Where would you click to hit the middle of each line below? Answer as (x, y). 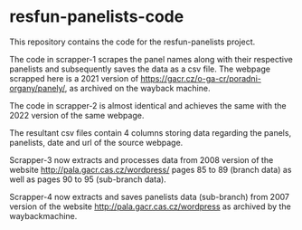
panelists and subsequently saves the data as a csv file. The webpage (140, 69)
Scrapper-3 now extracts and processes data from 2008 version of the (142, 159)
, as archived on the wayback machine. (137, 88)
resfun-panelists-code (97, 17)
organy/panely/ (38, 88)
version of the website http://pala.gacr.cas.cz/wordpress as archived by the (150, 206)
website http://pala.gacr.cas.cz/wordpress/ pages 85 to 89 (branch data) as (151, 169)
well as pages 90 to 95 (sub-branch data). (88, 179)
